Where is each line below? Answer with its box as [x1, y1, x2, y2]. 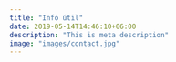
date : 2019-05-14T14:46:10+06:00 [9, 22, 137, 31]
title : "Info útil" [9, 13, 84, 23]
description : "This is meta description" [9, 30, 170, 39]
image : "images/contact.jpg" [9, 38, 120, 48]
